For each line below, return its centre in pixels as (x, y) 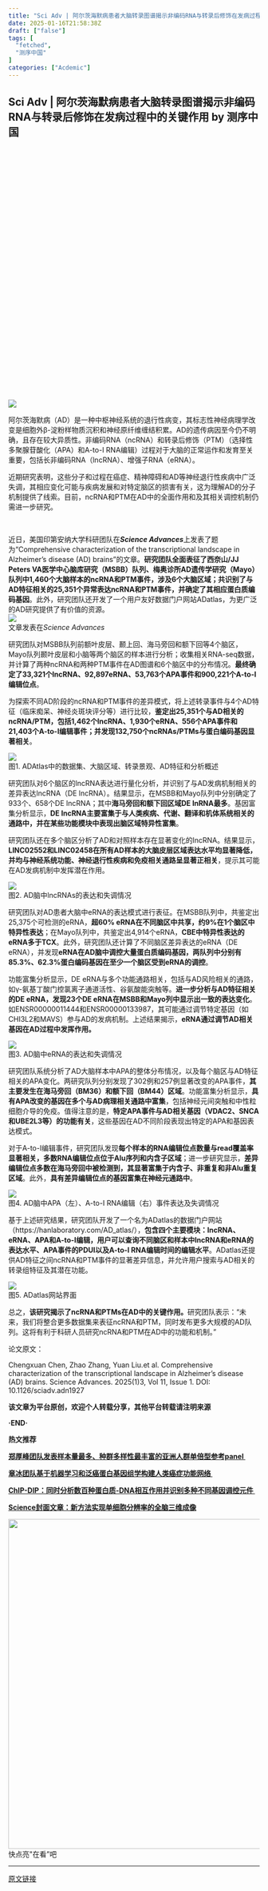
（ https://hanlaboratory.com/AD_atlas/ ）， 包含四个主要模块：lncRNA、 (124, 1230)
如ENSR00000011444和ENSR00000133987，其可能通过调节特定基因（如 (128, 1009)
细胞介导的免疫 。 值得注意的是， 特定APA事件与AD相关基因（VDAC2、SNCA (134, 1111)
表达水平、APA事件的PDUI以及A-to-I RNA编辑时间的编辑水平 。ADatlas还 (128, 1250)
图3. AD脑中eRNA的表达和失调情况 (65, 1054)
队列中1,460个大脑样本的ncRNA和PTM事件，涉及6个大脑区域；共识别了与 (131, 579)
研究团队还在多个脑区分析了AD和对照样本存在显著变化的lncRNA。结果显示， (134, 840)
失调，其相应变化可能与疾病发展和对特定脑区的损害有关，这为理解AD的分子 (132, 487)
